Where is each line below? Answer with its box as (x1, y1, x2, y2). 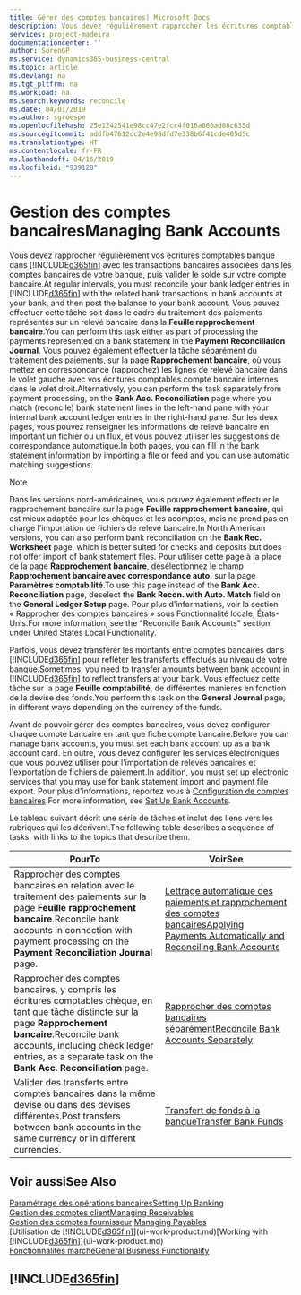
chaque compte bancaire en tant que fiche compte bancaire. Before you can (9, 729, 289, 740)
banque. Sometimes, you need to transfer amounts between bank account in (9, 664, 290, 674)
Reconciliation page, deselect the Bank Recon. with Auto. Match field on (9, 589, 281, 600)
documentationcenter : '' (9, 38, 102, 47)
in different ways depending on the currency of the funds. (9, 702, 223, 713)
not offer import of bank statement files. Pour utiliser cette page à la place (9, 552, 282, 562)
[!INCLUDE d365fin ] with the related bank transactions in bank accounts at (9, 288, 283, 299)
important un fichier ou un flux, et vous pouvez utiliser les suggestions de (9, 431, 280, 442)
